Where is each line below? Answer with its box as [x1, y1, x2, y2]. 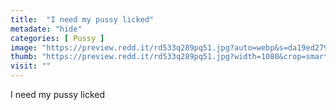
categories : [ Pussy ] [10, 33, 105, 43]
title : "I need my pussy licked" [10, 14, 155, 25]
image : [10, 42, 38, 53]
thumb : [10, 52, 38, 62]
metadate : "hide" [10, 24, 83, 34]
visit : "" [10, 61, 52, 71]
